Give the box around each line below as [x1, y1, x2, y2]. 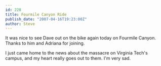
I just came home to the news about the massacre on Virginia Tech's [5, 50, 148, 56]
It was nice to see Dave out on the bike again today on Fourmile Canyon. [5, 35, 156, 41]
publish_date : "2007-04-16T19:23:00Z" [5, 16, 87, 21]
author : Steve [5, 21, 35, 26]
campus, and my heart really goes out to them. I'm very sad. [5, 55, 131, 61]
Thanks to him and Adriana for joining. [5, 40, 85, 46]
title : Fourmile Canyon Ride [5, 12, 67, 17]
